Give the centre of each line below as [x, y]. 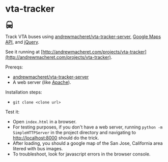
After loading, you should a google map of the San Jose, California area [88, 143]
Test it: [12, 112]
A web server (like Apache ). [42, 82]
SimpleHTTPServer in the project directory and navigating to [74, 132]
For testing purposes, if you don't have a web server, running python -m [88, 127]
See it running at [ [24, 52]
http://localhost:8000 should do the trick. [56, 138]
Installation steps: [24, 92]
